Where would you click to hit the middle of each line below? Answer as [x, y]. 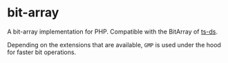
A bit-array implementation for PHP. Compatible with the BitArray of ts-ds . [113, 32]
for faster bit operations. [42, 52]
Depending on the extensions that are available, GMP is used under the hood [114, 45]
